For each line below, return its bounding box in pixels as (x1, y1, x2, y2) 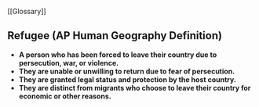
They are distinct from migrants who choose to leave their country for (18, 83, 251, 92)
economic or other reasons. (18, 91, 111, 101)
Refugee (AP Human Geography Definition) (7, 29, 223, 42)
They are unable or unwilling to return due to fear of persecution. (18, 66, 235, 76)
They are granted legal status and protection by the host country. (18, 74, 237, 84)
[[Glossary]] (7, 7, 46, 16)
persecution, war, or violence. (18, 58, 119, 67)
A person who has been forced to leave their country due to (18, 50, 217, 59)
